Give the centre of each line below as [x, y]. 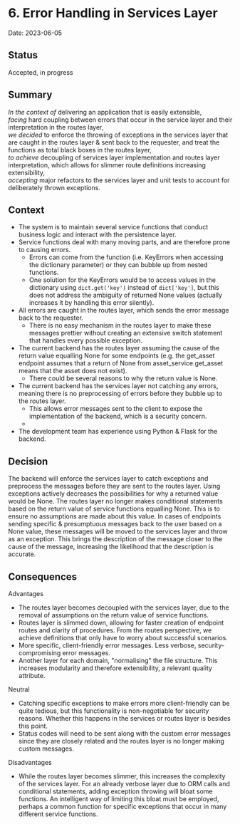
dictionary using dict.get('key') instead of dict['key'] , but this [124, 288]
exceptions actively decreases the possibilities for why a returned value [113, 494]
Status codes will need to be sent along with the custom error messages [124, 734]
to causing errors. [45, 250]
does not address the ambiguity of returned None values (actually [126, 295]
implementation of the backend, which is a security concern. [118, 416]
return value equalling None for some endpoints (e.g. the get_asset [116, 356]
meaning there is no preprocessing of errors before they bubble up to [120, 394]
